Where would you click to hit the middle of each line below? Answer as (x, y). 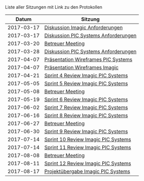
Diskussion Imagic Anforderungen (83, 28)
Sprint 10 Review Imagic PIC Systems (87, 139)
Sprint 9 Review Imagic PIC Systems (86, 131)
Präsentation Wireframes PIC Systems (88, 60)
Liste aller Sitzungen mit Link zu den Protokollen (54, 7)
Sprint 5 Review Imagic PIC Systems (86, 83)
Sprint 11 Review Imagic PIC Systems (87, 147)
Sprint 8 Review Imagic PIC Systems (86, 115)
